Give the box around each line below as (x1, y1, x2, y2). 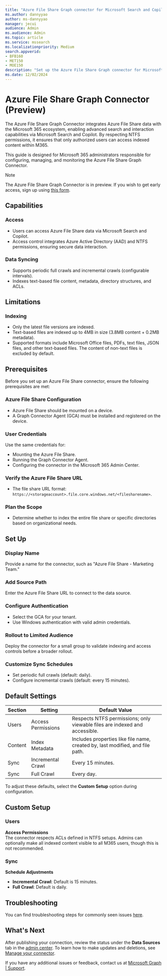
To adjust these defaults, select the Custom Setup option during (5, 783, 137, 789)
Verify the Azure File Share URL (5, 475, 83, 482)
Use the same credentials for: (5, 442, 66, 448)
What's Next (5, 926, 45, 935)
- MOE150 (5, 63, 23, 68)
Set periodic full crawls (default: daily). (12, 672, 92, 678)
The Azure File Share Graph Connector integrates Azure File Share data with (5, 121, 162, 127)
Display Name (5, 549, 40, 556)
